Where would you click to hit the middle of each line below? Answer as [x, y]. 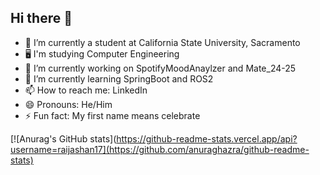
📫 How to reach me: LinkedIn [86, 90]
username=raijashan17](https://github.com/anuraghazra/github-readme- [160, 149]
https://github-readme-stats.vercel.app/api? [207, 138]
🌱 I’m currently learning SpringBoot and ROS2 [119, 78]
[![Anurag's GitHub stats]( [63, 138]
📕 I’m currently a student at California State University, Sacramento [162, 42]
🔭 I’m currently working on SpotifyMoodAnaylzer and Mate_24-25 [160, 68]
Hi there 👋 [41, 18]
